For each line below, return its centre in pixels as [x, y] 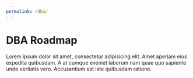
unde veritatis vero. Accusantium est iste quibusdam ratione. [79, 69]
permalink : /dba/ [27, 11]
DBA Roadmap [42, 40]
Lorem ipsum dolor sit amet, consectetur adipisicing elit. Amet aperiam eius [97, 56]
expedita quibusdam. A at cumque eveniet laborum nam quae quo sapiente [96, 62]
